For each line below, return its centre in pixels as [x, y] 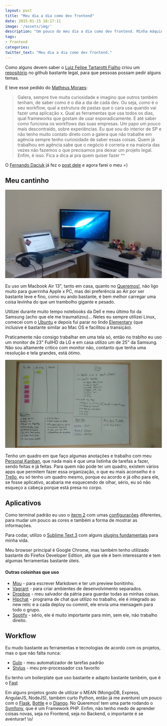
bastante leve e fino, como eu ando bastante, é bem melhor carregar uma [81, 297]
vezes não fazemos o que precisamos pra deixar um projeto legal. [85, 150]
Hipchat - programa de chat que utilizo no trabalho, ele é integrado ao [84, 599]
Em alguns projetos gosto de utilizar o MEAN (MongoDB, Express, [73, 693]
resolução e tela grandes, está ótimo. [43, 353]
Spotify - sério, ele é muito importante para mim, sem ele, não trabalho [85, 615]
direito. [20, 620]
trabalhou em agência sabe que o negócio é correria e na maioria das [88, 145]
